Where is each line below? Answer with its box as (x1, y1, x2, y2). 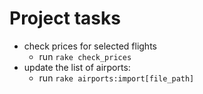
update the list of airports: (23, 61, 131, 73)
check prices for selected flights (23, 40, 157, 52)
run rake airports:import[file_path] (38, 72, 195, 84)
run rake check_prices (38, 50, 132, 62)
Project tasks (9, 7, 121, 30)
